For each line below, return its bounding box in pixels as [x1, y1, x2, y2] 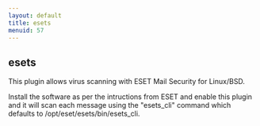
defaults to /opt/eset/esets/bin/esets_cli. [8, 109, 140, 119]
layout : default [8, 11, 62, 20]
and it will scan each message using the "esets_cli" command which [8, 101, 231, 110]
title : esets [8, 19, 52, 27]
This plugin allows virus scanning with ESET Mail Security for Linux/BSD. [8, 77, 246, 86]
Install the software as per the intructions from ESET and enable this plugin [8, 92, 252, 101]
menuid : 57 [8, 26, 44, 34]
